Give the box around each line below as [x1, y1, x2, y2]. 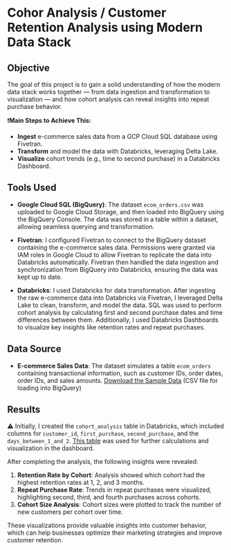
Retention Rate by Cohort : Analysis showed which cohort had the [17, 471, 205, 479]
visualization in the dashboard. [7, 444, 95, 452]
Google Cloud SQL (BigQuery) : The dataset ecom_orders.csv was [17, 200, 204, 209]
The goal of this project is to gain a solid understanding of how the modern [7, 80, 221, 88]
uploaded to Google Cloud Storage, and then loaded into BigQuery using [17, 207, 225, 216]
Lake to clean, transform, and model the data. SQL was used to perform [17, 300, 222, 309]
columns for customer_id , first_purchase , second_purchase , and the [7, 429, 199, 438]
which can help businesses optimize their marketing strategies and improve [7, 528, 223, 537]
